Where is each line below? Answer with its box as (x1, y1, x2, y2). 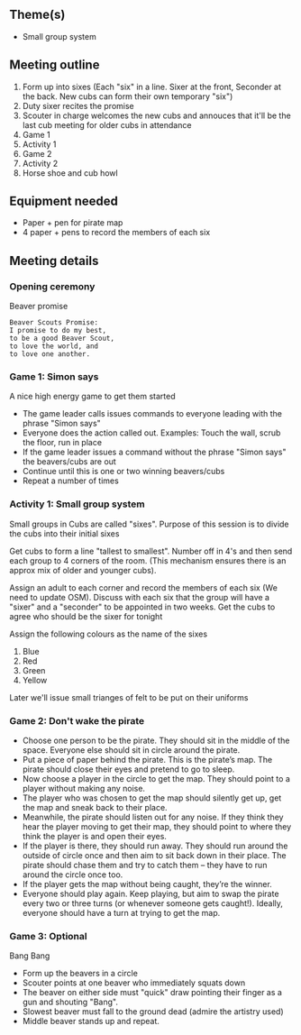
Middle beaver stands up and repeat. (22, 1016, 160, 1027)
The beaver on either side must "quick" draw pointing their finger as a (22, 987, 282, 998)
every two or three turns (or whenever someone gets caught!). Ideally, (22, 898, 284, 909)
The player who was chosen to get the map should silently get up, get (22, 792, 282, 803)
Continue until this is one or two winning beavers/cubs (22, 466, 225, 477)
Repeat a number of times (22, 475, 119, 486)
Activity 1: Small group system (9, 498, 146, 510)
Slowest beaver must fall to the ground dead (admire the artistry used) (22, 1006, 284, 1017)
